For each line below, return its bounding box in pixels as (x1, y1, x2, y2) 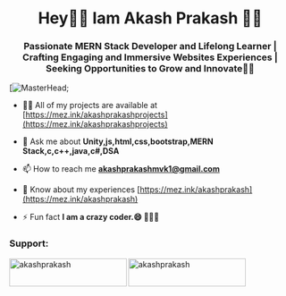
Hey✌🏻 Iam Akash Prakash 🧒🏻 (38, 8, 263, 29)
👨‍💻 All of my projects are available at (21, 100, 158, 111)
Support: (9, 237, 49, 249)
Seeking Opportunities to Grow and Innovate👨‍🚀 (46, 63, 255, 75)
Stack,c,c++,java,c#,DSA (21, 146, 120, 156)
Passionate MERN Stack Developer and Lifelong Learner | (23, 40, 277, 53)
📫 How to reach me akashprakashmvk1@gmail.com (21, 164, 221, 174)
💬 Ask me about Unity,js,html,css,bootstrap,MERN (21, 136, 214, 147)
